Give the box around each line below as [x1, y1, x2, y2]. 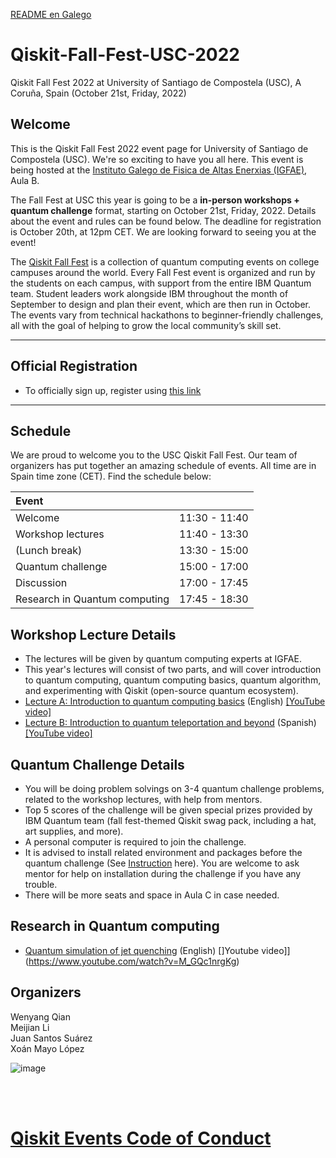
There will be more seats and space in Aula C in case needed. [24, 889, 280, 901]
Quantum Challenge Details [10, 756, 185, 773]
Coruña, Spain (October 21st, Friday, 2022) [10, 87, 187, 99]
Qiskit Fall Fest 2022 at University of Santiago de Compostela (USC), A [10, 76, 302, 88]
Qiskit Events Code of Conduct [10, 1127, 272, 1149]
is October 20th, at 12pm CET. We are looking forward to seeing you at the [10, 225, 317, 238]
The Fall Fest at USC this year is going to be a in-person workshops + [10, 194, 300, 206]
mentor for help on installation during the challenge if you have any [24, 868, 302, 879]
